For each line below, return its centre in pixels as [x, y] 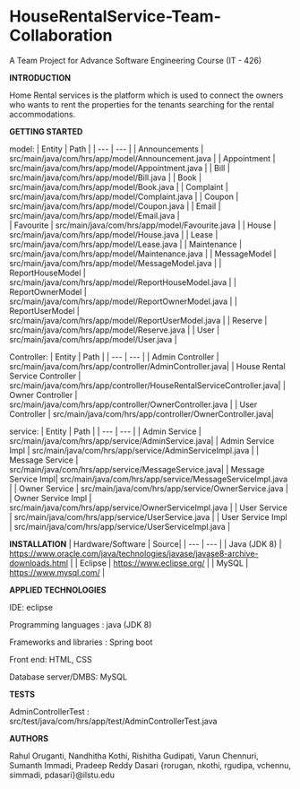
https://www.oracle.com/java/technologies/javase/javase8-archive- [134, 553]
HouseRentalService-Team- [115, 17]
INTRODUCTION [40, 77]
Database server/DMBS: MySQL [69, 676]
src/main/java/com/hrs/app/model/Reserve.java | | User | [115, 330]
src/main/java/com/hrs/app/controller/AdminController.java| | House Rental [147, 366]
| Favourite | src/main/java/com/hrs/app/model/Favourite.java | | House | [143, 225]
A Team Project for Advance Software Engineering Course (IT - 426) [136, 60]
